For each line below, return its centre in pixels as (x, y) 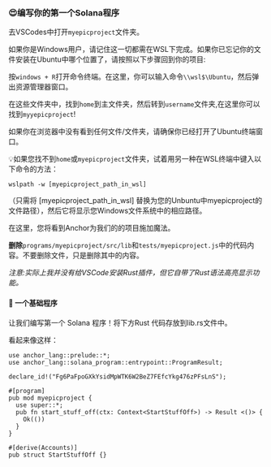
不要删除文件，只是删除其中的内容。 (83, 255)
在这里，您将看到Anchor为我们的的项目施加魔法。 (92, 228)
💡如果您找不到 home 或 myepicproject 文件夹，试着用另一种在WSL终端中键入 (131, 159)
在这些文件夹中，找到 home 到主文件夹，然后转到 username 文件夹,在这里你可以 (134, 104)
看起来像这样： (33, 339)
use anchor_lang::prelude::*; (60, 355)
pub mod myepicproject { (50, 398)
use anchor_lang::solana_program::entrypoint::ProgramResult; (116, 362)
